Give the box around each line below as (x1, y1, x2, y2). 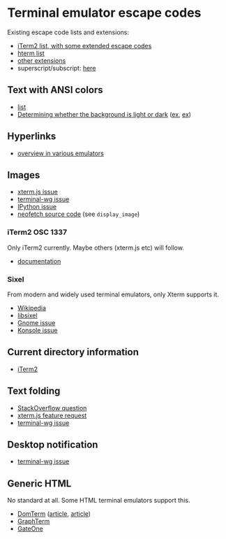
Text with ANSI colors (7, 84, 103, 96)
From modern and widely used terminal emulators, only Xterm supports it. (7, 290, 220, 299)
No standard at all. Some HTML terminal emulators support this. (7, 496, 190, 505)
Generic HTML (7, 477, 72, 489)
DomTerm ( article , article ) (17, 510, 91, 518)
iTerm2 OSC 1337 (7, 227, 68, 237)
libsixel (17, 311, 38, 319)
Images (7, 169, 40, 181)
